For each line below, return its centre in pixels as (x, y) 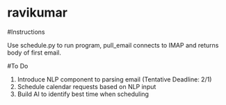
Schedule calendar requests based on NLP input (87, 86)
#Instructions (26, 32)
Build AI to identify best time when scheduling (83, 94)
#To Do (18, 66)
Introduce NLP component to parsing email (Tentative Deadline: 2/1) (114, 79)
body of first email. (34, 52)
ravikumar (38, 13)
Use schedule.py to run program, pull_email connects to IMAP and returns (113, 45)
